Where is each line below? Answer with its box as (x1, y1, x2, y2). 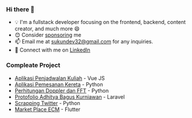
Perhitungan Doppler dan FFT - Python (14, 87, 109, 94)
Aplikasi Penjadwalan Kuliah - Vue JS (14, 75, 105, 82)
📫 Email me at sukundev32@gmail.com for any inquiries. (14, 38, 154, 45)
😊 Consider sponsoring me (14, 32, 82, 39)
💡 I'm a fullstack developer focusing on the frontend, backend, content (14, 19, 186, 26)
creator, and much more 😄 (14, 25, 80, 32)
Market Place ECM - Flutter (14, 106, 81, 113)
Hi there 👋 (6, 5, 35, 14)
